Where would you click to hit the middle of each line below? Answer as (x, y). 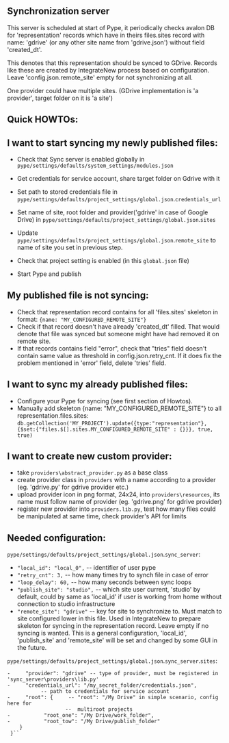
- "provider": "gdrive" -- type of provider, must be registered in (113, 674)
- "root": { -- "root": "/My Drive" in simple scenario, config (113, 698)
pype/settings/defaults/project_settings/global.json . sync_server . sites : (112, 661)
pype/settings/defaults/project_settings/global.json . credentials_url (119, 199)
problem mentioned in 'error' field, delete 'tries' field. (91, 363)
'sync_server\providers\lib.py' (53, 680)
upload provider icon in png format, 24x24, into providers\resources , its (118, 494)
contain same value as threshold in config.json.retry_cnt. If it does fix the (119, 355)
